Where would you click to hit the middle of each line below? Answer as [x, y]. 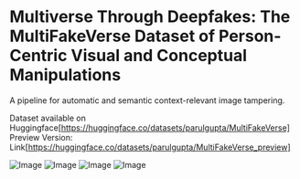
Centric [38, 56]
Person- [250, 36]
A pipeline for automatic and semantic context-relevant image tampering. [147, 100]
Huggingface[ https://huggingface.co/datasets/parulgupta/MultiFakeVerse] [150, 127]
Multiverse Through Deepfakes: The [150, 17]
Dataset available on [48, 118]
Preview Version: [41, 137]
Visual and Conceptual [159, 56]
